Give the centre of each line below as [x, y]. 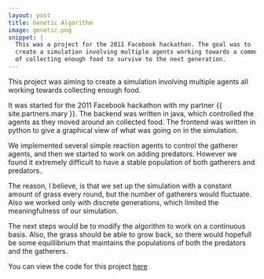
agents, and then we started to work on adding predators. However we [123, 153]
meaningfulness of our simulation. [63, 211]
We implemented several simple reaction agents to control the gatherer [123, 145]
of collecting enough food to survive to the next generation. [121, 60]
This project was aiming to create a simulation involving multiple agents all [128, 81]
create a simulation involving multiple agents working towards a [126, 52]
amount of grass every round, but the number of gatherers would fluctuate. [130, 194]
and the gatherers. [38, 251]
